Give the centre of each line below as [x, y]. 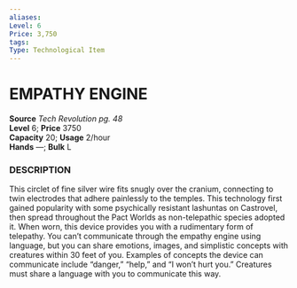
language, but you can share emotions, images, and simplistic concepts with [149, 245]
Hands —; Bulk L [40, 147]
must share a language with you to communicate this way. [115, 274]
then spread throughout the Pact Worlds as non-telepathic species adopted [147, 217]
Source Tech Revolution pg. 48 [66, 119]
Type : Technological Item [57, 51]
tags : [19, 42]
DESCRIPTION [40, 169]
